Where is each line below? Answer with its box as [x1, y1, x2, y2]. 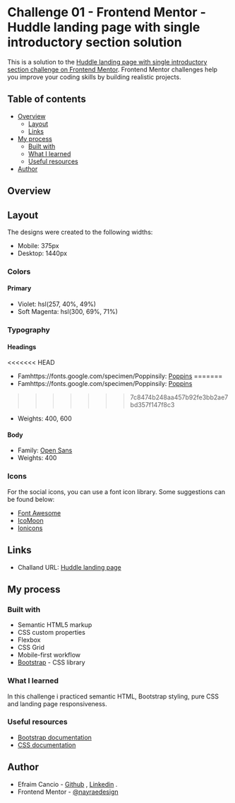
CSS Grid [17, 643, 44, 652]
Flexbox [17, 635, 41, 644]
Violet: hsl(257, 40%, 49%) [17, 300, 97, 308]
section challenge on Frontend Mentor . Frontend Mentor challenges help [7, 65, 217, 74]
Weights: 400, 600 [17, 414, 72, 423]
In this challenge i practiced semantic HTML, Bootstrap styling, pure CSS [7, 692, 219, 701]
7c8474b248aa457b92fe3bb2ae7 [130, 393, 229, 401]
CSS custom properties [17, 628, 86, 637]
